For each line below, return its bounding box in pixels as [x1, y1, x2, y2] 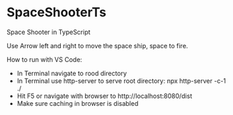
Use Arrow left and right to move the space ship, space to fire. [6, 41, 188, 50]
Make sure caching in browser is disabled [16, 99, 139, 107]
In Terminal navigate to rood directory [16, 69, 127, 77]
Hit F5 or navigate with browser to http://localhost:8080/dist [16, 92, 193, 100]
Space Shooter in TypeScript [6, 28, 91, 36]
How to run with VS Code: [6, 55, 83, 64]
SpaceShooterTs [6, 4, 107, 21]
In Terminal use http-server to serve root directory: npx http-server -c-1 [16, 76, 227, 85]
